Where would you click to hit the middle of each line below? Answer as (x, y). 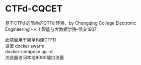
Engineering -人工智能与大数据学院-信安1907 (51, 29)
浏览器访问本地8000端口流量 (35, 57)
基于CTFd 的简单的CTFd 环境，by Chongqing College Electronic (71, 23)
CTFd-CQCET (34, 9)
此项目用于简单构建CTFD (31, 40)
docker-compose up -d (29, 51)
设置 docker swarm (25, 46)
